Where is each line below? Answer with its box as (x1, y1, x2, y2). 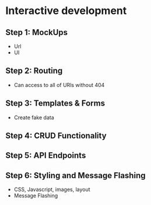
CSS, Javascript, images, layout (13, 186, 91, 193)
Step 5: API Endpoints (5, 151, 86, 161)
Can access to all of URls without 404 (13, 81, 105, 88)
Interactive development (5, 4, 127, 18)
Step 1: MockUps (5, 27, 68, 37)
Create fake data (13, 114, 55, 121)
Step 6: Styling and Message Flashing (5, 171, 146, 180)
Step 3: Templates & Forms (5, 98, 106, 109)
